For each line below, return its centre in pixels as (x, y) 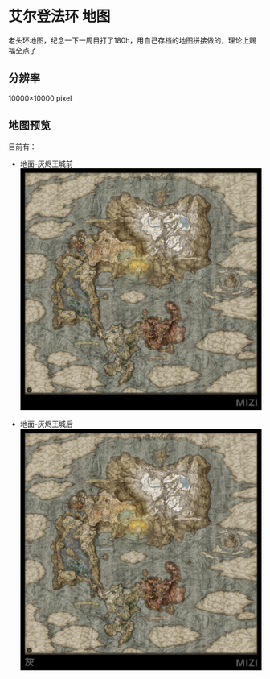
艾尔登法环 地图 (59, 17)
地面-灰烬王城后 (47, 424)
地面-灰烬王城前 (47, 164)
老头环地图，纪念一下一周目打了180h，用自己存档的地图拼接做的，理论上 (129, 40)
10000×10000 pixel (40, 98)
